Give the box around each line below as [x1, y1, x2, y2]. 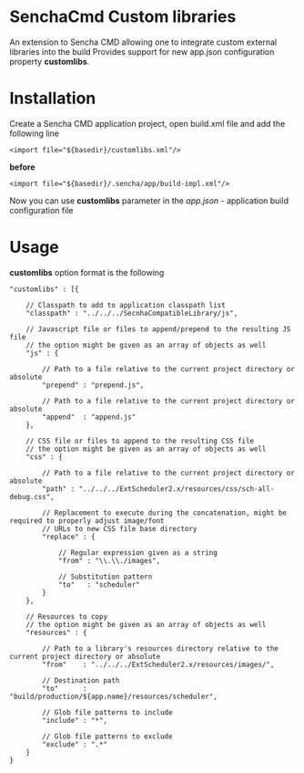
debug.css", [9, 492, 55, 501]
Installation [9, 89, 96, 109]
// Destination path [42, 675, 120, 685]
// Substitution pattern [57, 572, 153, 581]
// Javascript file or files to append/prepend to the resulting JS [25, 324, 291, 334]
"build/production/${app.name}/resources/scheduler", [9, 692, 218, 701]
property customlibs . [9, 56, 90, 67]
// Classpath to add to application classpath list [25, 300, 226, 309]
